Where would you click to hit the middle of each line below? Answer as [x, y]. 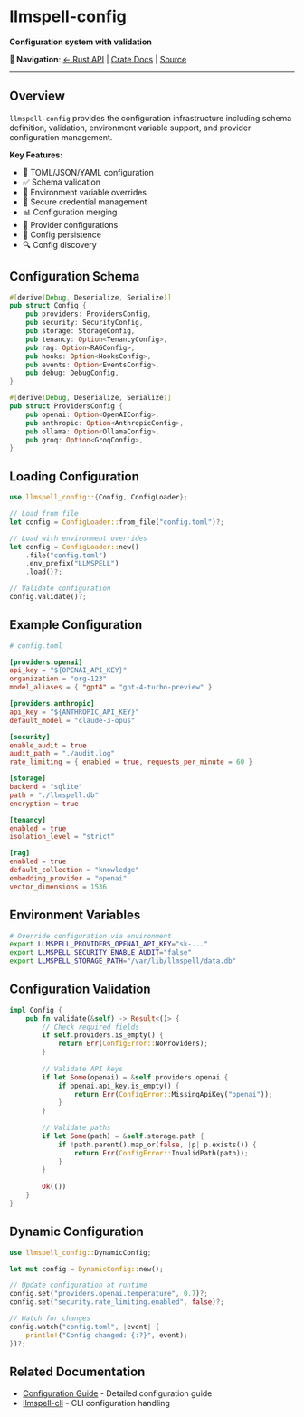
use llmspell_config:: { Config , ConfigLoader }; [99, 498]
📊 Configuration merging [70, 212]
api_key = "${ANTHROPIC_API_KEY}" [75, 712]
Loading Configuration [75, 476]
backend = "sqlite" [46, 787]
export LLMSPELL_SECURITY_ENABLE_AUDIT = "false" [101, 953]
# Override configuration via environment [90, 936]
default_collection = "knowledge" [75, 870]
